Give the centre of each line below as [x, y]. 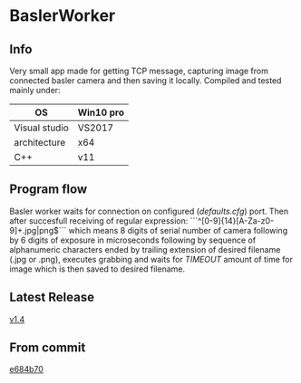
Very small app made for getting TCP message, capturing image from [139, 71]
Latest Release [52, 297]
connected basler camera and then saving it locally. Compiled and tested [146, 81]
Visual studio [42, 128]
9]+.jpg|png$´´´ [38, 230]
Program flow [49, 190]
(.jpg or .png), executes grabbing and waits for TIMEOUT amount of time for [151, 259]
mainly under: [35, 90]
